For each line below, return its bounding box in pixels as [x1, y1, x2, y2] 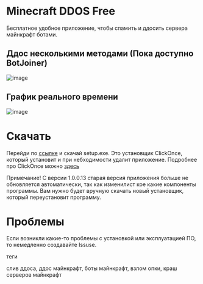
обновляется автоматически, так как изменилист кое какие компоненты [6, 181, 196, 188]
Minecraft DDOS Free [6, 4, 116, 18]
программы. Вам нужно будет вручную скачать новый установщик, [6, 187, 184, 194]
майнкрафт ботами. [6, 30, 58, 38]
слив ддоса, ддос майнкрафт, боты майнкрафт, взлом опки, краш [6, 265, 177, 272]
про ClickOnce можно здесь [6, 162, 79, 170]
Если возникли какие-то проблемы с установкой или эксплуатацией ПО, [6, 235, 196, 242]
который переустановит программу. [6, 193, 102, 201]
